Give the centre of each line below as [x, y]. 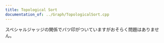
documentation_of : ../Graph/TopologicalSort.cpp [57, 14]
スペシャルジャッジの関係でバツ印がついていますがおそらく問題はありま [80, 29]
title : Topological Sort [31, 10]
